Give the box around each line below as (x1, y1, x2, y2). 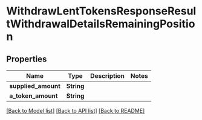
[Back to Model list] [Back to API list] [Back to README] (6, 107, 145, 114)
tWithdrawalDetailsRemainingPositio (6, 17, 195, 31)
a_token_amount (9, 92, 58, 100)
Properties (6, 54, 47, 64)
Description (90, 72, 125, 80)
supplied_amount (9, 82, 60, 90)
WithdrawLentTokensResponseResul (6, 4, 197, 18)
